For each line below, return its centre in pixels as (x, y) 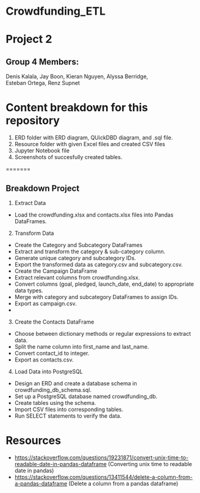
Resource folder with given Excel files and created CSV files (90, 144)
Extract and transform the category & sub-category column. (90, 251)
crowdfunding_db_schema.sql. (53, 390)
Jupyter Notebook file (42, 150)
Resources (34, 441)
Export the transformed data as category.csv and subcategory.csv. (99, 264)
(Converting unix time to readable (150, 464)
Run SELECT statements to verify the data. (68, 416)
